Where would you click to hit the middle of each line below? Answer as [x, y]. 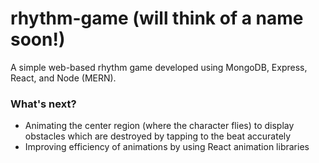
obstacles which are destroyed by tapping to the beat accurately [158, 136]
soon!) [38, 39]
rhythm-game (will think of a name [157, 18]
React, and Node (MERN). [63, 78]
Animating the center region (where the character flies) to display [159, 126]
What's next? [43, 104]
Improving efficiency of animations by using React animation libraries [167, 147]
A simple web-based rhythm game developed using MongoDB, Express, [159, 67]
